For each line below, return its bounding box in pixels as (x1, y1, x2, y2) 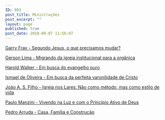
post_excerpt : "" (5, 17, 42, 22)
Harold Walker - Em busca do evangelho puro (5, 64, 100, 70)
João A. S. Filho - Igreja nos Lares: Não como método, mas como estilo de (5, 84, 160, 90)
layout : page (5, 21, 33, 27)
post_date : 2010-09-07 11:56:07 (5, 31, 73, 36)
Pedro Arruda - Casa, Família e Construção (5, 109, 95, 115)
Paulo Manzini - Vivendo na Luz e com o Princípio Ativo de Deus (5, 99, 139, 105)
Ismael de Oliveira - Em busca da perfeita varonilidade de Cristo (5, 74, 138, 80)
